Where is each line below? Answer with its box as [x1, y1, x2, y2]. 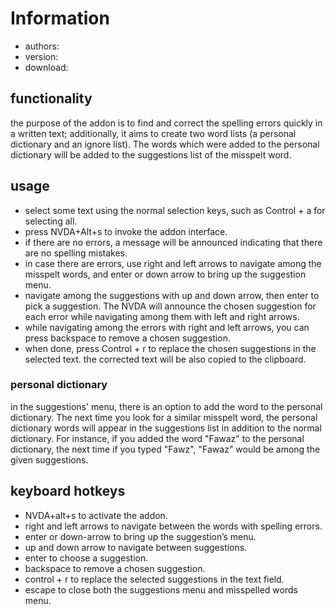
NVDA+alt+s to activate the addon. [24, 509, 168, 521]
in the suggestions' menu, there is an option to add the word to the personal [10, 400, 323, 412]
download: [24, 61, 69, 73]
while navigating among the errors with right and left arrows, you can [24, 321, 310, 333]
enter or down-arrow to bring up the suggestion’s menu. [24, 530, 257, 542]
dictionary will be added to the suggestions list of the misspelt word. [10, 148, 292, 161]
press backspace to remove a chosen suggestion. [24, 332, 231, 344]
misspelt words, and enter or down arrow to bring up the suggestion [24, 268, 307, 280]
